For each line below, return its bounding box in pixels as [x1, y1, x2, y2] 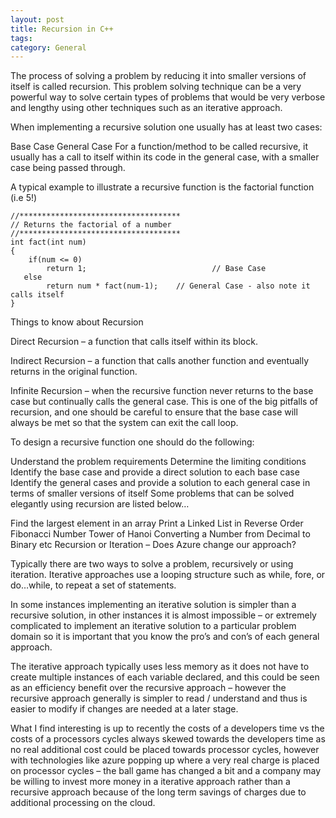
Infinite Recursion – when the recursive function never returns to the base [10, 385, 314, 397]
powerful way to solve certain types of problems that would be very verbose [10, 91, 326, 103]
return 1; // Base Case [46, 264, 267, 274]
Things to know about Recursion [10, 316, 144, 328]
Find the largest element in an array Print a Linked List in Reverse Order [10, 517, 304, 530]
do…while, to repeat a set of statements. [10, 579, 177, 591]
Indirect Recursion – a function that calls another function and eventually [10, 355, 310, 367]
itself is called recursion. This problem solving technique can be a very [10, 81, 302, 93]
